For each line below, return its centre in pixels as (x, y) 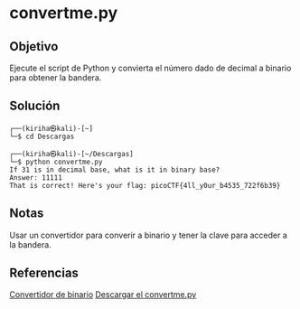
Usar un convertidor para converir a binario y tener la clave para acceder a (148, 235)
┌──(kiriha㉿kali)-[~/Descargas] (71, 154)
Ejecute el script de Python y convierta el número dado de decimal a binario (150, 68)
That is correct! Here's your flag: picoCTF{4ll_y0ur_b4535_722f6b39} (145, 185)
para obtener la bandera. (56, 78)
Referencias (44, 273)
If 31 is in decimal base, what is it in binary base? (115, 170)
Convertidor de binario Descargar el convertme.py (103, 295)
